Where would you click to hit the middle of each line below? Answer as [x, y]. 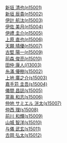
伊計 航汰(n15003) [24, 20]
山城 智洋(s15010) [24, 122]
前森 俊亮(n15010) [24, 58]
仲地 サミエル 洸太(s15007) [33, 103]
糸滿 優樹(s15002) [24, 71]
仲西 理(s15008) [22, 110]
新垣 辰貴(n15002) [24, 14]
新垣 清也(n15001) [24, 7]
